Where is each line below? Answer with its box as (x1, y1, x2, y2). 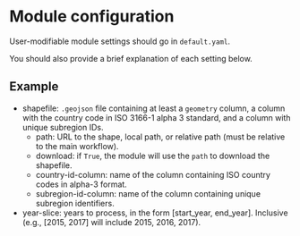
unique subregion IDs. (21, 122, 104, 132)
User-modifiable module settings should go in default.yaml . (9, 36, 231, 46)
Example (9, 79, 59, 95)
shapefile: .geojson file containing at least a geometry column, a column (21, 103, 286, 114)
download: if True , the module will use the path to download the (35, 150, 270, 161)
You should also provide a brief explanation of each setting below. (9, 53, 253, 63)
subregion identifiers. (35, 198, 115, 208)
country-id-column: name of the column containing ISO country (35, 169, 271, 180)
